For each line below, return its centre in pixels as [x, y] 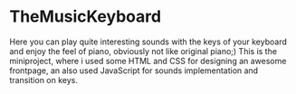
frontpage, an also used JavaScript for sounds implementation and [134, 70]
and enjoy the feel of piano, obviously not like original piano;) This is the [143, 51]
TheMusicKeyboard [85, 17]
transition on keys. [44, 80]
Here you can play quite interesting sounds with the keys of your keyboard [148, 42]
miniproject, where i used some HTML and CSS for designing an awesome [148, 61]
